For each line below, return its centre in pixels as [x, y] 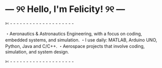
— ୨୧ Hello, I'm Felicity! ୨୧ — [65, 9]
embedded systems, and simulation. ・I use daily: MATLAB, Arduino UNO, [81, 40]
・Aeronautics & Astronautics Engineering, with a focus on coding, [74, 33]
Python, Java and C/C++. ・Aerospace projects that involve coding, [75, 46]
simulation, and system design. [37, 51]
